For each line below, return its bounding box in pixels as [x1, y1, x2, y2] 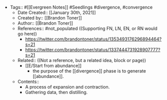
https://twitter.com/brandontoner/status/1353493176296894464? [25, 36, 162, 42]
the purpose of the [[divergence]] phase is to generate [32, 68, 146, 74]
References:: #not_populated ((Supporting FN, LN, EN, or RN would [17, 25, 158, 31]
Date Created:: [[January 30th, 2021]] [17, 9, 96, 15]
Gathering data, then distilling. [25, 89, 88, 95]
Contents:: [17, 78, 39, 84]
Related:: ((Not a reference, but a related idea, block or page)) [17, 57, 146, 63]
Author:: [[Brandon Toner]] [17, 20, 73, 26]
